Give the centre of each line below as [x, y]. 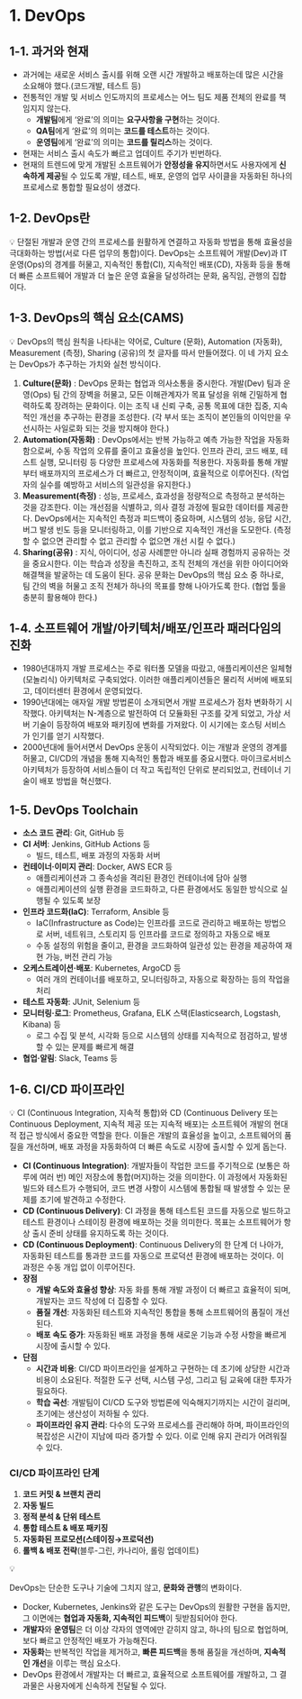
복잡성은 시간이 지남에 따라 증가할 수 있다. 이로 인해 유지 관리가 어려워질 [161, 1436]
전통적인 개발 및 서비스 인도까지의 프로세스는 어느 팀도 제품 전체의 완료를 [149, 97]
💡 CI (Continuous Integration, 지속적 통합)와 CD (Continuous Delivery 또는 [144, 1113]
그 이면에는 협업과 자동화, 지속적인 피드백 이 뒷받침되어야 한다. [130, 1618]
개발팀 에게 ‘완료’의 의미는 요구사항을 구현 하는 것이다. [128, 119]
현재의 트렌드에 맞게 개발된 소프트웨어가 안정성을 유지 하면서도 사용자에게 [149, 164]
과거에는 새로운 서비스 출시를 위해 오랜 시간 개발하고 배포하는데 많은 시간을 [153, 74]
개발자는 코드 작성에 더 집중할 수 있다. [102, 1301]
